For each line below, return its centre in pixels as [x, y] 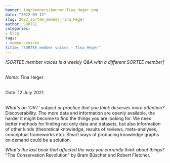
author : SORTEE [21, 24]
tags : [11, 38]
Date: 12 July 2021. [25, 92]
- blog [12, 33]
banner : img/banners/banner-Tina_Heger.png [52, 10]
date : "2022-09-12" [26, 15]
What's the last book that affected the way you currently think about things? [85, 149]
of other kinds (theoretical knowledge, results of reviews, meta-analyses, [81, 129]
